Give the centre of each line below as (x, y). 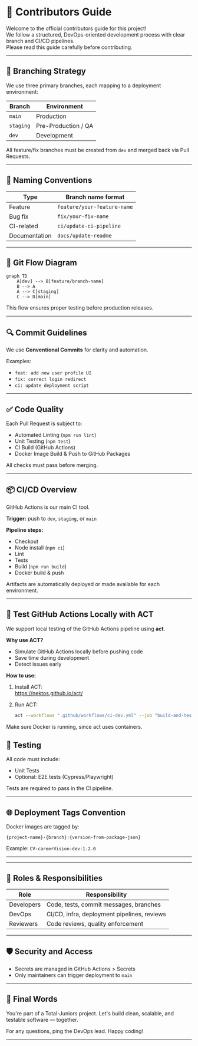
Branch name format (95, 197)
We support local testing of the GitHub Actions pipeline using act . (86, 629)
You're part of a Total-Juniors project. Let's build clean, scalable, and (90, 1013)
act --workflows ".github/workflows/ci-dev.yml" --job (83, 715)
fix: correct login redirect (50, 380)
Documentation (30, 235)
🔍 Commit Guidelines (47, 333)
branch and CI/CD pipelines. (40, 41)
